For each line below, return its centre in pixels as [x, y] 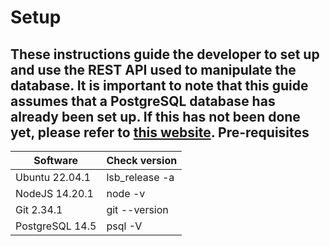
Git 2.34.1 [39, 209]
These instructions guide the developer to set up [165, 54]
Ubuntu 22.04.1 [53, 177]
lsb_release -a [140, 177]
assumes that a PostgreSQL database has [143, 101]
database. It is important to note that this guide [159, 85]
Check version [142, 160]
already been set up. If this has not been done [155, 116]
